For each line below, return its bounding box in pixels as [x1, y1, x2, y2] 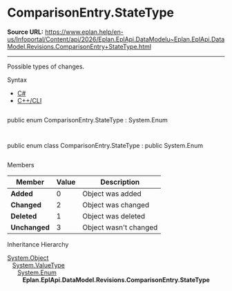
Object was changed [82, 200, 150, 209]
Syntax [7, 75, 28, 84]
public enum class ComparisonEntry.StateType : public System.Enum [7, 141, 204, 149]
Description [100, 177, 140, 187]
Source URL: [7, 28, 43, 36]
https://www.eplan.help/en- [44, 28, 124, 36]
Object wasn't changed [82, 223, 158, 232]
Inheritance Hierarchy [7, 240, 69, 248]
